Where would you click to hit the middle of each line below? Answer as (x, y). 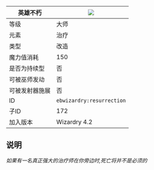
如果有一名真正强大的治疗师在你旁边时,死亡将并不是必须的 (77, 160)
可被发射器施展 (30, 91)
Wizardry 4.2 (74, 122)
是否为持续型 (27, 68)
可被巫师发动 (27, 79)
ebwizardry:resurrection (91, 101)
